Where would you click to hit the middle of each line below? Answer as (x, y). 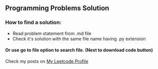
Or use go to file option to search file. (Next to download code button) (79, 50)
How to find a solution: (33, 22)
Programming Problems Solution (57, 8)
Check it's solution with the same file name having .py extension (79, 38)
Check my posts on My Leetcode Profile (47, 61)
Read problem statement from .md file (52, 33)
